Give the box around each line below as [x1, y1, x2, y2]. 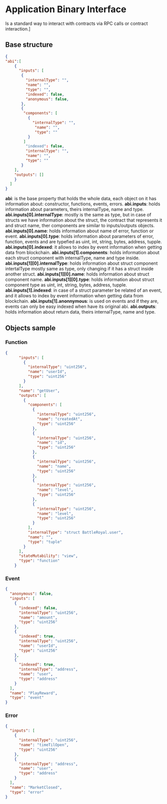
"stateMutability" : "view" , [18, 553, 78, 559]
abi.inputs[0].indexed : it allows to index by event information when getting [5, 244, 162, 250]
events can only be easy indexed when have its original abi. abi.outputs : [5, 303, 157, 310]
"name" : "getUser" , [18, 388, 60, 393]
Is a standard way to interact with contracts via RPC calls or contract [5, 20, 148, 26]
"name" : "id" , [37, 440, 67, 445]
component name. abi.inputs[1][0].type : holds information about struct [5, 276, 154, 283]
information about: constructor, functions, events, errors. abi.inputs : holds [5, 201, 160, 207]
